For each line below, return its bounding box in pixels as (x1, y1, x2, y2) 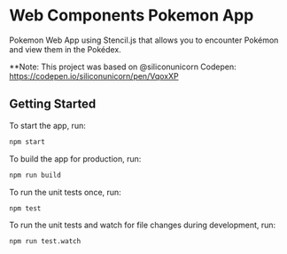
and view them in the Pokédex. (9, 44, 121, 54)
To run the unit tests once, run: (9, 187, 121, 197)
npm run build (9, 171, 62, 179)
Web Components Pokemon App (9, 5, 254, 26)
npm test (9, 203, 42, 213)
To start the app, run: (9, 120, 86, 131)
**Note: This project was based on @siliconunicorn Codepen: (9, 61, 237, 72)
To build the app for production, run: (9, 153, 142, 164)
